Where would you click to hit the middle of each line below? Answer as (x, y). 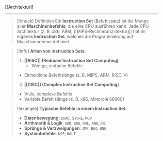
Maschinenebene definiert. (44, 42)
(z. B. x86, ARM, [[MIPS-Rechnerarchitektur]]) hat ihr (93, 31)
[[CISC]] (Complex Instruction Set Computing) (72, 84)
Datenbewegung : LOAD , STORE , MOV (58, 118)
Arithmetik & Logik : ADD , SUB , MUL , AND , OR (65, 123)
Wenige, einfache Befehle (57, 66)
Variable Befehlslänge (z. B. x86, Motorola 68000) (74, 99)
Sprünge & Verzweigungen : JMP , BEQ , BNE (65, 128)
